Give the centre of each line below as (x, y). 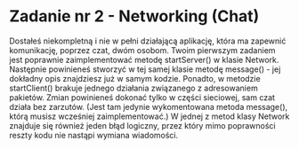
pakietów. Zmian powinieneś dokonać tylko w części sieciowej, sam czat (142, 97)
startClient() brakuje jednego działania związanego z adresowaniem (133, 88)
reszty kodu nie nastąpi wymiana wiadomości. (94, 135)
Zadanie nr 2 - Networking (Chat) (134, 16)
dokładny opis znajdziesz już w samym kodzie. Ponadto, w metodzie (135, 78)
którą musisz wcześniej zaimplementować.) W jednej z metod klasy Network (149, 116)
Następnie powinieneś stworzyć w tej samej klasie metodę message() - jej (145, 69)
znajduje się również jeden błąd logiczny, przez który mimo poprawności (142, 125)
